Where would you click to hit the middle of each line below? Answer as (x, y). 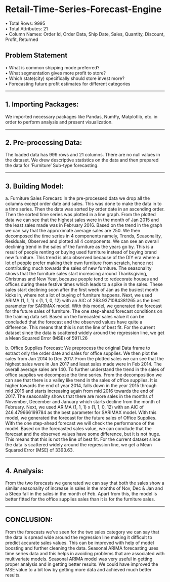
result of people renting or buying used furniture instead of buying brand (81, 252)
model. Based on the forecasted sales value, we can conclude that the (78, 429)
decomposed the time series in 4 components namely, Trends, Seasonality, (84, 236)
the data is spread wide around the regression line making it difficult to (79, 537)
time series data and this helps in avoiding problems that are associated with (85, 553)
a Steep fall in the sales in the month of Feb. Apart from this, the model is (81, 494)
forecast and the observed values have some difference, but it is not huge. (83, 434)
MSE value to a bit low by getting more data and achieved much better (78, 569)
